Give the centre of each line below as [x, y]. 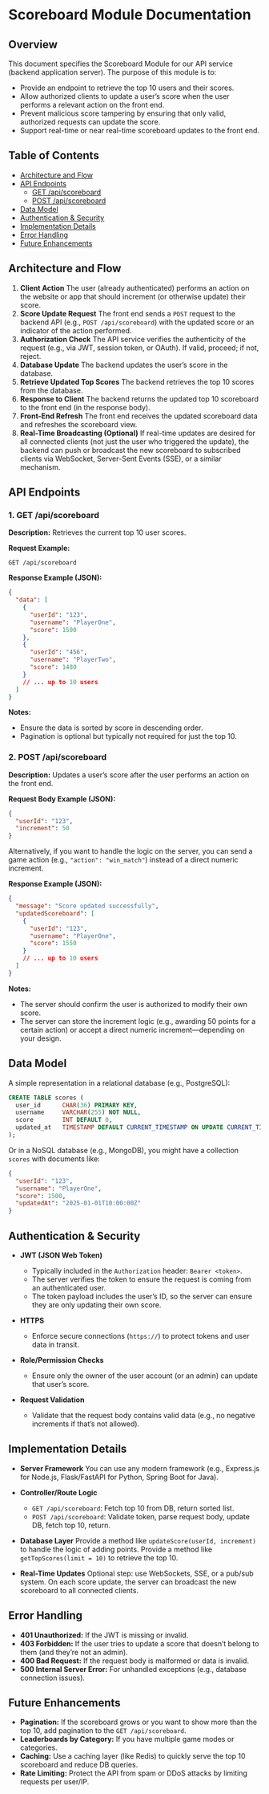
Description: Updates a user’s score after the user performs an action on [129, 775]
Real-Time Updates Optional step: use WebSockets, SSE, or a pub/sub [137, 1573]
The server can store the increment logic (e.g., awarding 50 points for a [138, 1021]
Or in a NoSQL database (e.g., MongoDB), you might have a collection [123, 1150]
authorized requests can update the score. [90, 122]
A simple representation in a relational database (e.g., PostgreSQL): [119, 1083]
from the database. [51, 390]
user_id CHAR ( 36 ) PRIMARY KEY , [76, 1105]
